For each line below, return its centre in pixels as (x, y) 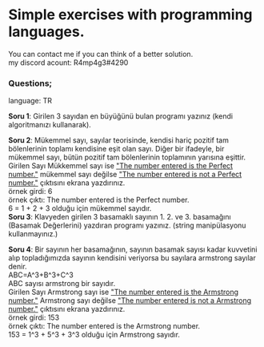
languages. (47, 32)
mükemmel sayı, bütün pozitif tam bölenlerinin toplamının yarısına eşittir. (127, 157)
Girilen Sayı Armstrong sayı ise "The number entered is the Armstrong (123, 292)
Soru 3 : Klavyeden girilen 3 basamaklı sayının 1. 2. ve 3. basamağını (120, 217)
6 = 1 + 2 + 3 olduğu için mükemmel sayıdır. (80, 208)
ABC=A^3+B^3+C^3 (41, 275)
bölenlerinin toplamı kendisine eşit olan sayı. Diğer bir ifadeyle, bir (116, 149)
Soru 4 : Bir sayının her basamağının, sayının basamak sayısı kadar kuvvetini (133, 249)
